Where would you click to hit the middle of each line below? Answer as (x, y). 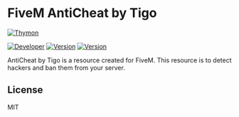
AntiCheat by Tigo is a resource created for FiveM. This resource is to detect (120, 60)
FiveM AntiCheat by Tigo (82, 13)
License (25, 90)
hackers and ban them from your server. (67, 67)
